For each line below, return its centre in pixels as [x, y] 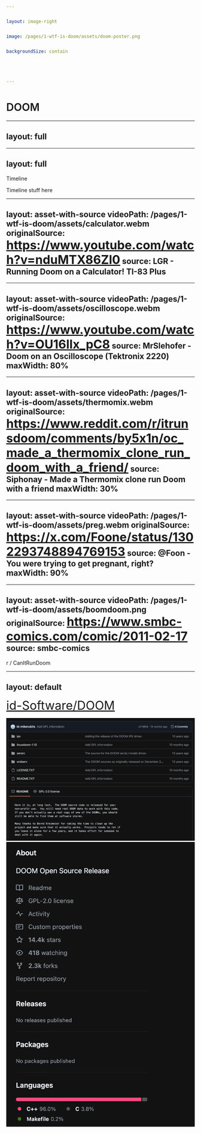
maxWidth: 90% [37, 573]
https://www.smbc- [124, 622]
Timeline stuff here [29, 190]
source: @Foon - [159, 553]
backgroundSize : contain [37, 51]
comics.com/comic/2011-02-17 [97, 637]
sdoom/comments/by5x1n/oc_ [95, 438]
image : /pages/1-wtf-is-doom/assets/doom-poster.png [73, 37]
